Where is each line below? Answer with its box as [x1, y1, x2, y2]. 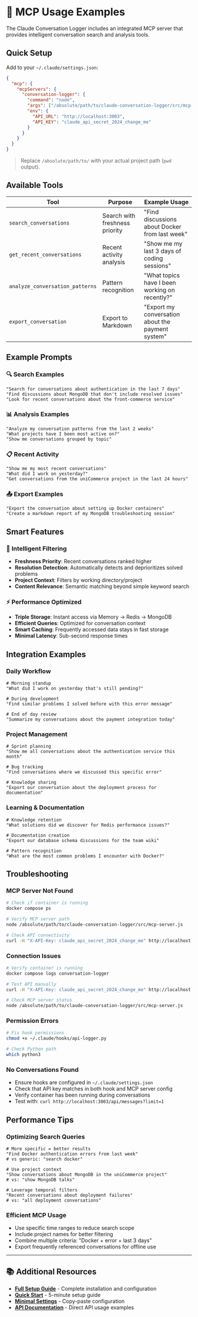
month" [6, 754, 22, 760]
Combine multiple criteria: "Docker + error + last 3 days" [14, 1237, 152, 1244]
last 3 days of [143, 247, 181, 255]
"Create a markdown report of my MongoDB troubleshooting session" [6, 511, 176, 517]
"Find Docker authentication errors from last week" [6, 1151, 138, 1157]
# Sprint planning [6, 744, 51, 750]
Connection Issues [6, 952, 61, 960]
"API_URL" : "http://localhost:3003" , [32, 113, 126, 120]
